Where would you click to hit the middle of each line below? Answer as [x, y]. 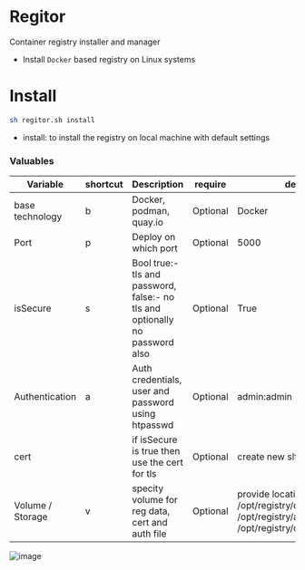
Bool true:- [156, 263]
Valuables [32, 160]
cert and [150, 523]
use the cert [157, 462]
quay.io [148, 222]
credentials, [157, 380]
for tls [144, 474]
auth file [149, 534]
